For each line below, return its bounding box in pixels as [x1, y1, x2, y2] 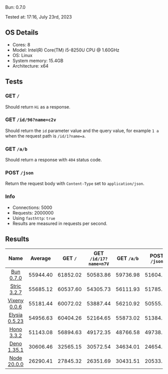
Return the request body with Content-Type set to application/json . [5, 180, 144, 186]
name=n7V [88, 261, 109, 266]
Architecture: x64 [12, 62, 49, 69]
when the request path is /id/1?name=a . [5, 132, 86, 139]
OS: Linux [12, 52, 32, 58]
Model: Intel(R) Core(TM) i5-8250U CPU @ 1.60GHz [12, 47, 120, 53]
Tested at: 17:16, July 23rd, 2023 [5, 14, 72, 19]
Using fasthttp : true [12, 215, 55, 221]
